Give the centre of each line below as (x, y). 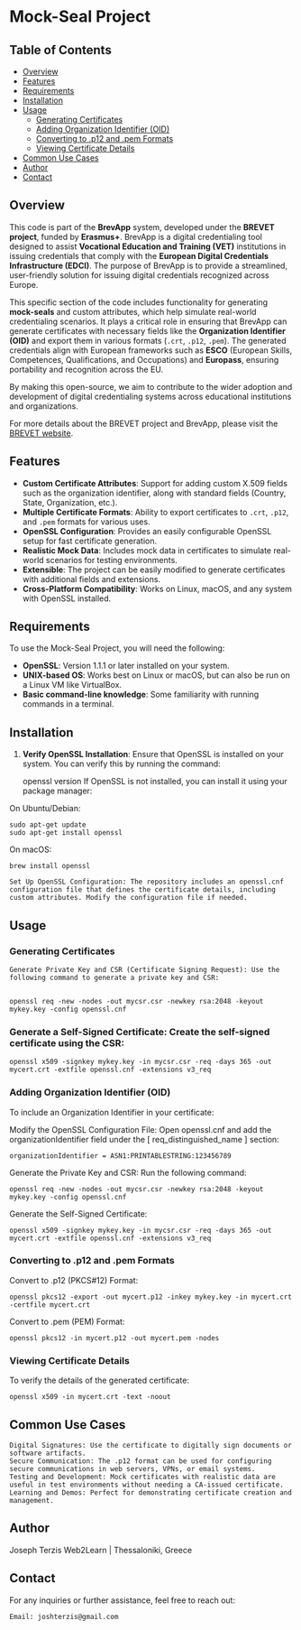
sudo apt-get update (48, 825)
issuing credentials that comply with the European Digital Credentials (139, 255)
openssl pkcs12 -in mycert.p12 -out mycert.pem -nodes (114, 1338)
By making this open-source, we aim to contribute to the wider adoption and (151, 386)
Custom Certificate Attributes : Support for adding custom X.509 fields (155, 483)
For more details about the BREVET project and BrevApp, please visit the (144, 423)
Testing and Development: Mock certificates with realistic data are (143, 1477)
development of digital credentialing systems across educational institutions (150, 396)
